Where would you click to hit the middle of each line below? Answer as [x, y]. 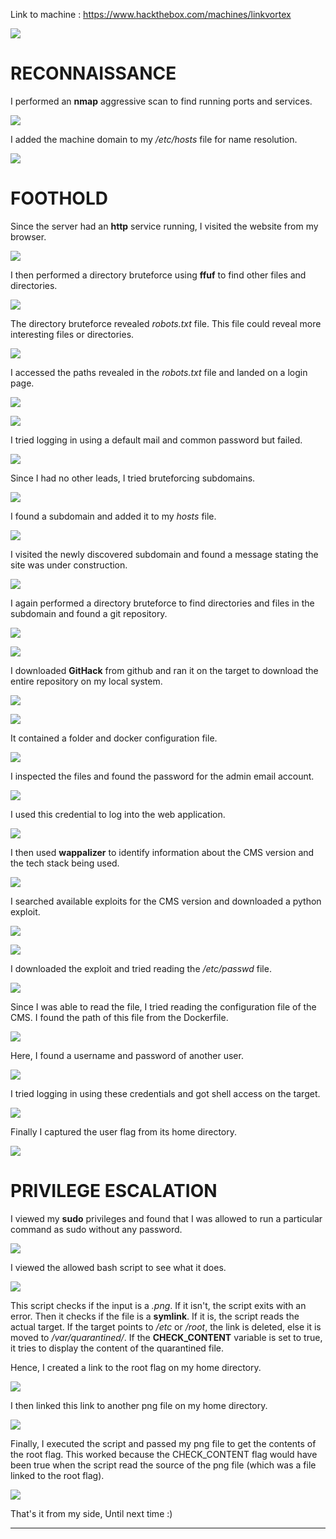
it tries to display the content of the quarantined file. [117, 1348]
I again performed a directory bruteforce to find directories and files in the [162, 603]
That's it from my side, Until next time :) [91, 1513]
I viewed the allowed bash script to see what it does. [118, 1267]
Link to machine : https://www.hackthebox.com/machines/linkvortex [151, 14]
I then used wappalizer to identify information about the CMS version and [162, 852]
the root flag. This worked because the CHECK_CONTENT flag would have [164, 1454]
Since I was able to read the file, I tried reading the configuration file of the [163, 1006]
